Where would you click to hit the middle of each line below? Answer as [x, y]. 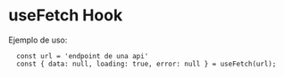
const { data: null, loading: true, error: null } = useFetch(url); [146, 64]
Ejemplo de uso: [38, 40]
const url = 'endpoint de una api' [83, 56]
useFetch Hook [66, 15]
